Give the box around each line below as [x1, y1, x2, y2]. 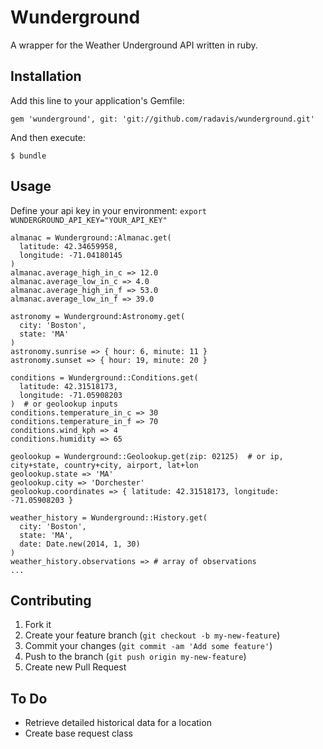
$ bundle [10, 151, 47, 161]
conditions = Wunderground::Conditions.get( [10, 372, 199, 383]
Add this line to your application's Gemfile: [10, 94, 185, 106]
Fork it [24, 619, 52, 631]
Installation [10, 68, 82, 85]
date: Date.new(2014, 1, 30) [19, 539, 141, 549]
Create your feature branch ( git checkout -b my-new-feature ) [24, 629, 281, 641]
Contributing [10, 592, 92, 609]
